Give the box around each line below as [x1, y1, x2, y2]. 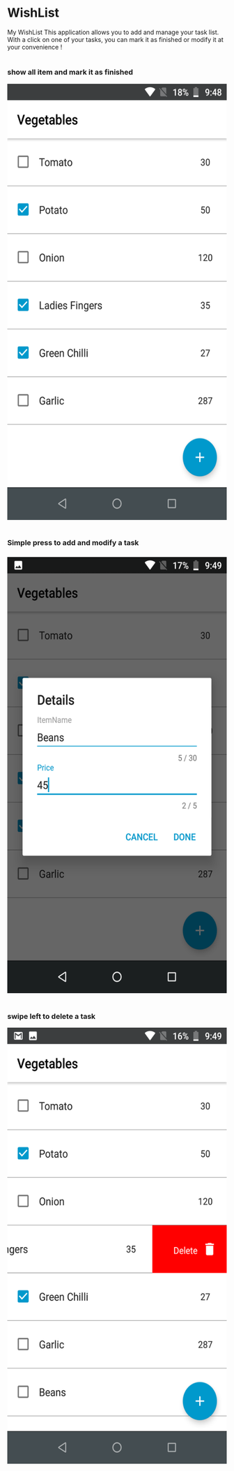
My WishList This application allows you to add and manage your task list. [7, 28, 219, 36]
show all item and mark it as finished [7, 68, 134, 77]
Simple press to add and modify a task [7, 537, 139, 547]
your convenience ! [7, 43, 63, 51]
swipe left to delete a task [7, 1011, 96, 1021]
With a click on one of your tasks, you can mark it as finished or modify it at [7, 35, 224, 43]
